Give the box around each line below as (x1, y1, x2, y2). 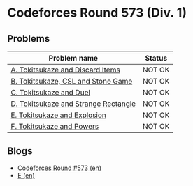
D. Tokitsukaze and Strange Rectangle (10, 99, 136, 109)
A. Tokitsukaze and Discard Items (10, 65, 120, 75)
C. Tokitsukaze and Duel (10, 88, 91, 97)
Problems (7, 33, 50, 45)
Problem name (48, 54, 99, 63)
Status (145, 54, 168, 63)
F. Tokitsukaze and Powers (10, 122, 99, 131)
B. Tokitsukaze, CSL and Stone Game (10, 77, 133, 86)
